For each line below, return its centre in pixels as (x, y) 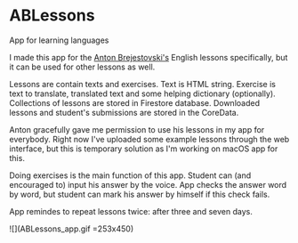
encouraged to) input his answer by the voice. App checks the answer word (148, 184)
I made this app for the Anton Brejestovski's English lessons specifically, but (149, 57)
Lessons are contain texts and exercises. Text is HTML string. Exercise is (143, 84)
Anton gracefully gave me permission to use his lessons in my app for (137, 129)
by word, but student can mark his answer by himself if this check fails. (140, 194)
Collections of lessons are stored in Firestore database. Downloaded (135, 102)
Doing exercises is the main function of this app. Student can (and (130, 175)
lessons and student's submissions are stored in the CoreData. (124, 112)
